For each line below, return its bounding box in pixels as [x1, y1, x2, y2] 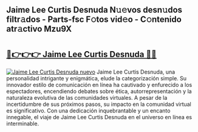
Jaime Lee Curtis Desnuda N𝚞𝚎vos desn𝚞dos [6, 5, 183, 15]
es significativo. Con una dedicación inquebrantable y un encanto [6, 107, 171, 114]
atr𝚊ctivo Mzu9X [6, 24, 72, 34]
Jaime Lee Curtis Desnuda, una [97, 68, 176, 75]
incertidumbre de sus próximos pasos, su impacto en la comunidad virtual [6, 100, 191, 108]
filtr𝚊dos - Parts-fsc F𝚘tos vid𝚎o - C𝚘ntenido [6, 15, 182, 25]
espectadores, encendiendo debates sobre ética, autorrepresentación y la [6, 88, 193, 95]
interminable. [6, 120, 39, 127]
